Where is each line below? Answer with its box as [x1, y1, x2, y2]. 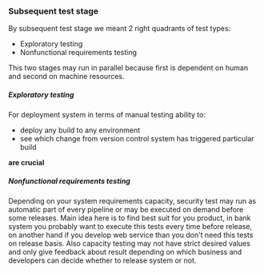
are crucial [8, 158, 45, 168]
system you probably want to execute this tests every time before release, [8, 222, 253, 231]
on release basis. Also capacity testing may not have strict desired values [8, 239, 250, 248]
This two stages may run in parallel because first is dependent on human [8, 63, 249, 73]
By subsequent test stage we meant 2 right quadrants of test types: [8, 24, 231, 34]
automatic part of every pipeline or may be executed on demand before [8, 205, 244, 215]
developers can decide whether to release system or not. [8, 255, 197, 265]
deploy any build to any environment [19, 125, 141, 135]
